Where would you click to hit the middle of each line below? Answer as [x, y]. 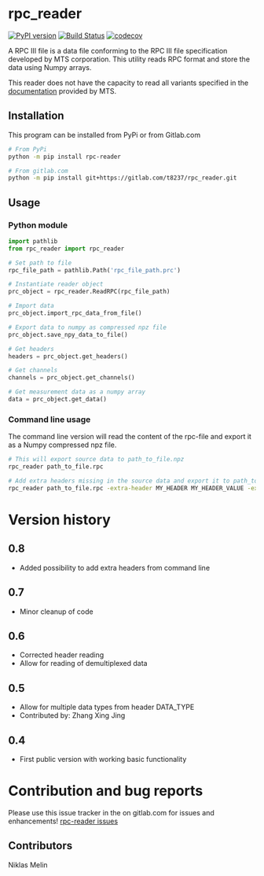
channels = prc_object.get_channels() [71, 378]
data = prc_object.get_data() [58, 399]
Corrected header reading [62, 655]
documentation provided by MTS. [62, 91]
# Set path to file [40, 263]
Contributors [40, 846]
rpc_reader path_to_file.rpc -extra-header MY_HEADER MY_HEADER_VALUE [126, 488]
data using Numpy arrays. [50, 67]
